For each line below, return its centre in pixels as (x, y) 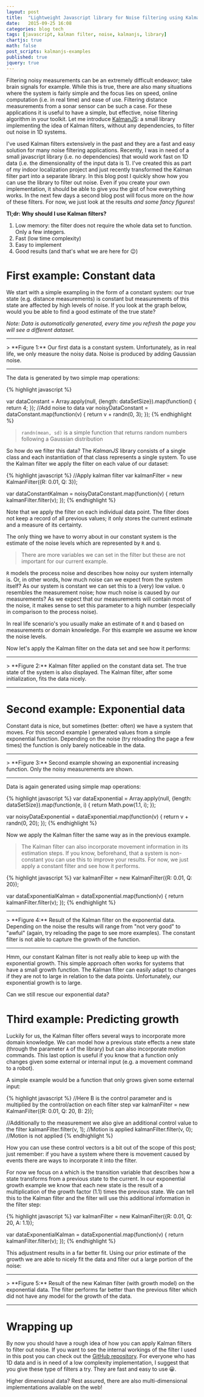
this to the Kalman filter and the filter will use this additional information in (98, 1198)
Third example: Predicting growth (93, 1019)
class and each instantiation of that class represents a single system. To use (102, 457)
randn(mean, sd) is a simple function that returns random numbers (104, 433)
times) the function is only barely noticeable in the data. (76, 745)
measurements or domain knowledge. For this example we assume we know (102, 630)
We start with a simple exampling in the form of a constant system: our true (100, 292)
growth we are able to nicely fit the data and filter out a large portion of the (100, 1260)
